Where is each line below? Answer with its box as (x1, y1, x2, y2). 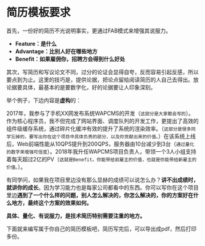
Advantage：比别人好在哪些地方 (15, 47, 98, 55)
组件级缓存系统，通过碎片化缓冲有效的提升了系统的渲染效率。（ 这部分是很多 (6, 125, 192, 132)
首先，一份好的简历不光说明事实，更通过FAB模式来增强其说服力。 (6, 27, 171, 34)
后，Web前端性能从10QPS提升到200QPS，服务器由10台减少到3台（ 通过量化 (6, 140, 195, 147)
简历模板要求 (6, 6, 71, 20)
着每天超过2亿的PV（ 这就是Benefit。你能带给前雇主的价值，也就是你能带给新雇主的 (6, 155, 197, 163)
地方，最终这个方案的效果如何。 (11, 199, 92, 206)
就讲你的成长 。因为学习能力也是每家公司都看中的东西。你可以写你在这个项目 (6, 184, 199, 191)
